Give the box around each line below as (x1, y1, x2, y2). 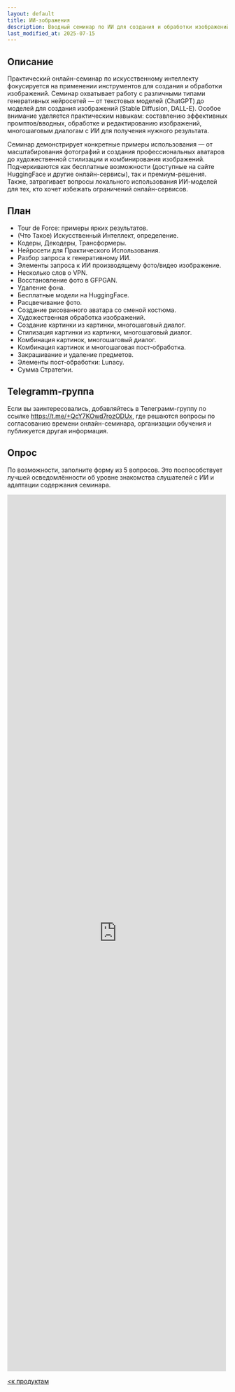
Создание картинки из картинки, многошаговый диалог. (17, 320, 186, 329)
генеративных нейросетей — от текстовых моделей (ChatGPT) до (7, 97, 204, 105)
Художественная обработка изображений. (17, 313, 145, 321)
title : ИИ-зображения (7, 17, 71, 24)
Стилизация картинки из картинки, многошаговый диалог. (17, 327, 192, 337)
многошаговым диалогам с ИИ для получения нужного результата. (7, 127, 210, 135)
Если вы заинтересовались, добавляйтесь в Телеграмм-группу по (7, 404, 206, 412)
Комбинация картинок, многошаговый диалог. (17, 335, 157, 344)
